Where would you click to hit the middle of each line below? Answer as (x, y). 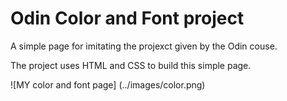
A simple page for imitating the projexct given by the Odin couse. (144, 46)
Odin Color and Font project (127, 18)
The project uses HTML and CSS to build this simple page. (131, 65)
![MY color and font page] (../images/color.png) (108, 84)
